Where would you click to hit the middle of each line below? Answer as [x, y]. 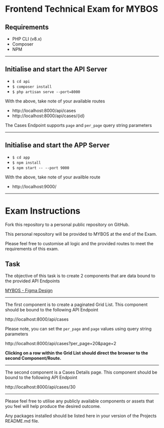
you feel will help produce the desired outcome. [53, 406]
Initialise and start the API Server [56, 69]
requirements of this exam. [32, 249]
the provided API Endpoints [32, 281]
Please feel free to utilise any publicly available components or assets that [79, 401]
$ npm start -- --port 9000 [41, 168]
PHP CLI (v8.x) [27, 39]
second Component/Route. [33, 358]
